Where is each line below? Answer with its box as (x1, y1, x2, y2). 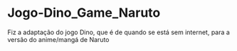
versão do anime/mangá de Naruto (7, 35, 110, 43)
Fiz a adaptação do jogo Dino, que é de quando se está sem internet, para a (7, 28, 230, 36)
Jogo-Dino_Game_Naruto (7, 5, 161, 21)
